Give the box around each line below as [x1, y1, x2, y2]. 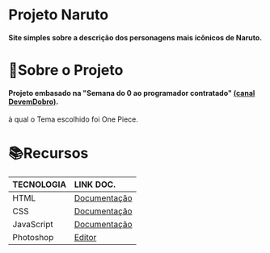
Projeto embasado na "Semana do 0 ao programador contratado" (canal [8, 88, 255, 97]
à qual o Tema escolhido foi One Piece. [8, 114, 139, 124]
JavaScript [12, 219, 54, 230]
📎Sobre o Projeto [8, 60, 124, 79]
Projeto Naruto [8, 6, 109, 24]
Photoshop [12, 232, 54, 243]
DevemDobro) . [8, 97, 59, 106]
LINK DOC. [74, 179, 116, 190]
